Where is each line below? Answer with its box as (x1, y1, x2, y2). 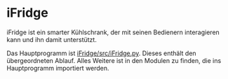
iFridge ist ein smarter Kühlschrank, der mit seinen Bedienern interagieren (6, 28, 220, 36)
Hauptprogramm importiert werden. (6, 64, 109, 72)
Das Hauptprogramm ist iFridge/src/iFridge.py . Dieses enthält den (6, 49, 197, 57)
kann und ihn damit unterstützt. (6, 35, 98, 43)
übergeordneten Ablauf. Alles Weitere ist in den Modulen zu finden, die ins (6, 56, 222, 64)
